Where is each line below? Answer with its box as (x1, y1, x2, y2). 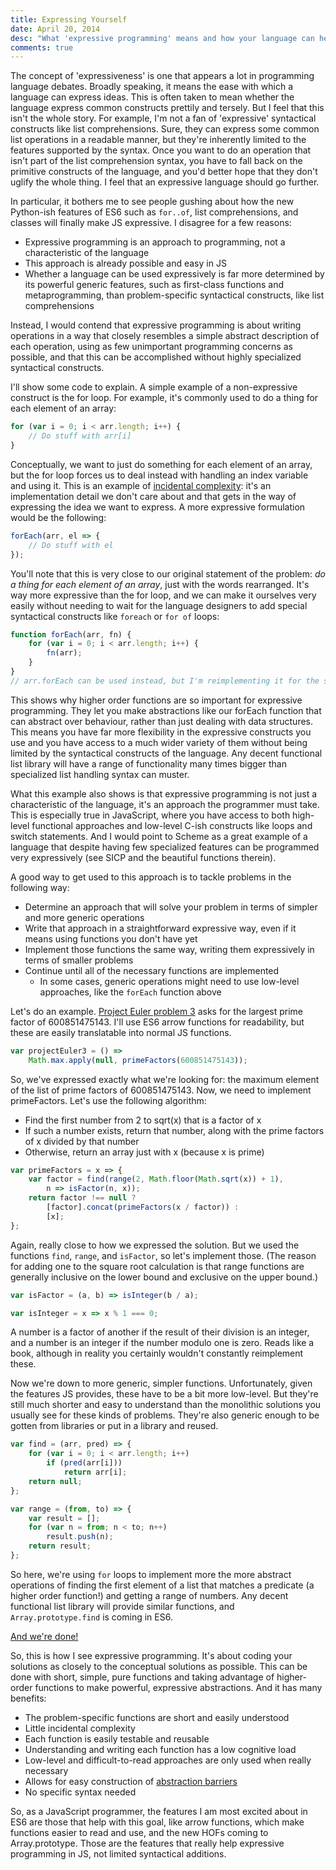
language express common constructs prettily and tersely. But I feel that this (10, 102, 325, 114)
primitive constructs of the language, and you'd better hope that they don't (10, 166, 318, 178)
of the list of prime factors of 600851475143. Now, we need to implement (10, 1084, 312, 1096)
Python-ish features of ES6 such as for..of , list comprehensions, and (10, 206, 299, 218)
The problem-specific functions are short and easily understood (24, 1711, 290, 1723)
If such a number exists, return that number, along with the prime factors (24, 1124, 325, 1136)
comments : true (10, 42, 74, 53)
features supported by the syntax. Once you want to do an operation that (10, 144, 312, 156)
